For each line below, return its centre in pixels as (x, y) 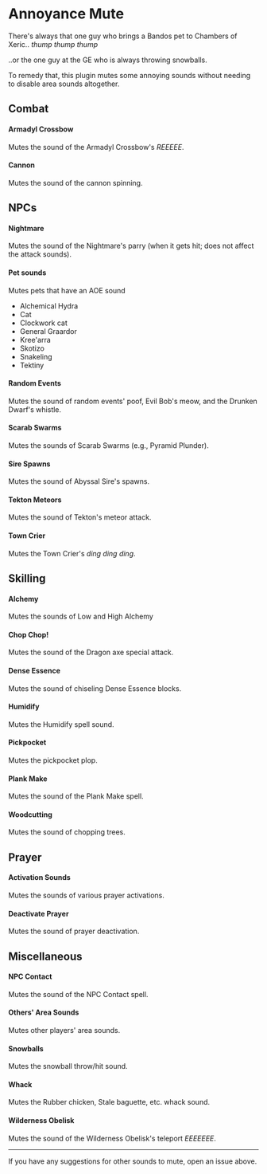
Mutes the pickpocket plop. (53, 760)
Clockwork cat (43, 323)
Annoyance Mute (66, 14)
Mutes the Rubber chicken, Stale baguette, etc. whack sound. (109, 1102)
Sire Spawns (29, 464)
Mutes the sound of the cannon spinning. (75, 183)
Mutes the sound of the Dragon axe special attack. (91, 652)
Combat (29, 109)
